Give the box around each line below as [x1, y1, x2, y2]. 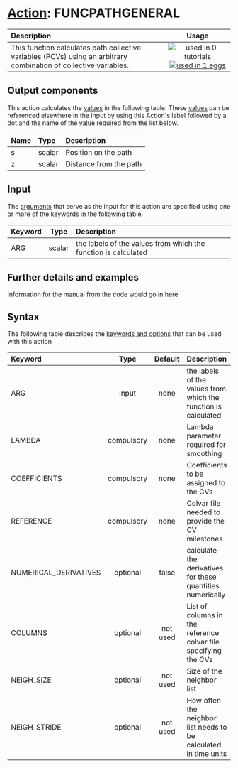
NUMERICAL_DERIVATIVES [11, 568, 101, 578]
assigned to [186, 478, 225, 488]
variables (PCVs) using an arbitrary [11, 51, 127, 61]
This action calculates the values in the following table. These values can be [7, 103, 229, 112]
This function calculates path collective [11, 43, 142, 53]
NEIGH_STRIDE [11, 723, 62, 732]
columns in [186, 610, 223, 620]
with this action [7, 337, 52, 346]
